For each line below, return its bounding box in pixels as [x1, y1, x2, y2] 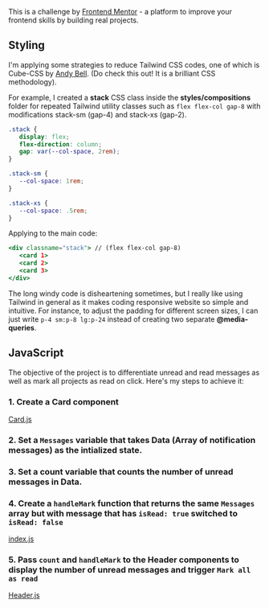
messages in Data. [8, 476, 83, 487]
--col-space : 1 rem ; [18, 177, 84, 186]
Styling [8, 39, 46, 52]
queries [8, 322, 35, 332]
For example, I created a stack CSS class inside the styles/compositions [8, 92, 251, 102]
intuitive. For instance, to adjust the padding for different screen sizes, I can [8, 306, 259, 315]
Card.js [8, 414, 32, 424]
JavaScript [8, 346, 64, 360]
